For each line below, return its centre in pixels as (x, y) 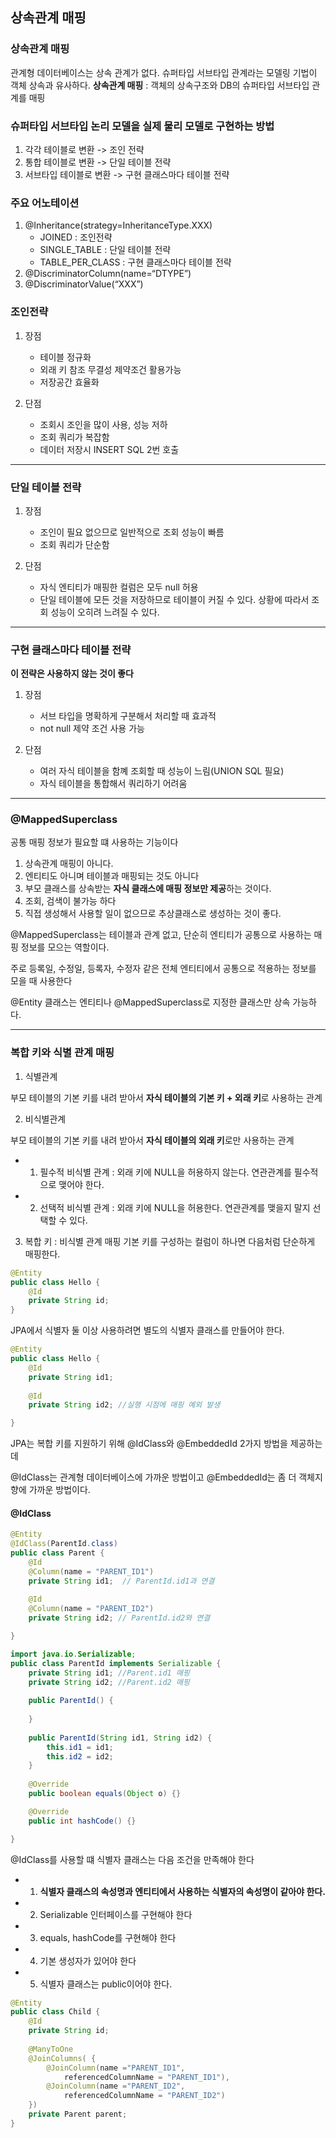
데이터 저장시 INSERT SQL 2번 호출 (109, 449)
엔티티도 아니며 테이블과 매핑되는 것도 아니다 (112, 876)
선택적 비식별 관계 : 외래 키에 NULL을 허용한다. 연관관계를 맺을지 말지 (175, 1207)
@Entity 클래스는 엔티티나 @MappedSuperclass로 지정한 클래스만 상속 (150, 1002)
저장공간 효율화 (69, 382)
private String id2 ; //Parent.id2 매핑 (109, 1682)
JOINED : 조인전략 (76, 237)
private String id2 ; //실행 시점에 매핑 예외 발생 (124, 1405)
